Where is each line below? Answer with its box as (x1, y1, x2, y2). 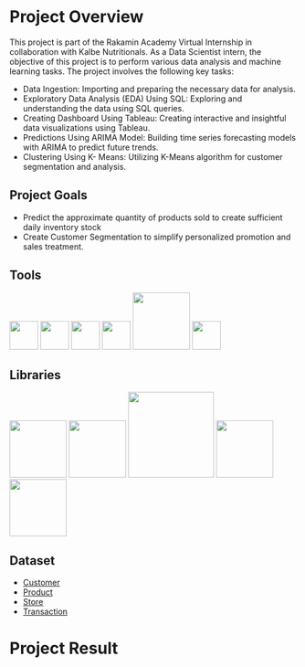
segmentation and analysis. (22, 161, 126, 172)
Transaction (22, 606, 68, 618)
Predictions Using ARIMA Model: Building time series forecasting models (22, 132, 297, 143)
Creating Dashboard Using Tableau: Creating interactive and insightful (22, 112, 287, 123)
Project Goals (9, 187, 89, 203)
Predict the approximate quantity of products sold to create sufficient (22, 212, 283, 223)
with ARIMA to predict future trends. (22, 142, 159, 153)
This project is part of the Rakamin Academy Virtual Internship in (9, 37, 253, 48)
